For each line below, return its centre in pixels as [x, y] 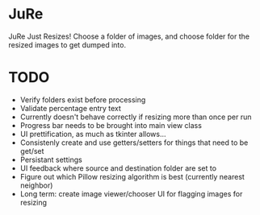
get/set [32, 151]
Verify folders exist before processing [83, 99]
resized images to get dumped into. [67, 44]
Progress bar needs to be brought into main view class [111, 125]
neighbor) [36, 185]
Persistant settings [51, 159]
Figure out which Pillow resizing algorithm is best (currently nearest [132, 176]
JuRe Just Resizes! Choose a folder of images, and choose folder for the [129, 36]
